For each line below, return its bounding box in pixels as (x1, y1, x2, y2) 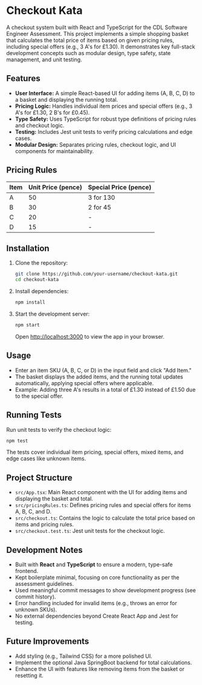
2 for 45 (88, 203, 112, 211)
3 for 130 (88, 193, 116, 202)
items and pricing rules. (15, 521, 74, 528)
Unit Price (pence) (28, 183, 83, 191)
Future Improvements (6, 637, 90, 647)
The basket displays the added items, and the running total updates (15, 373, 183, 380)
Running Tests (6, 410, 62, 420)
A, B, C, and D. (15, 508, 51, 515)
